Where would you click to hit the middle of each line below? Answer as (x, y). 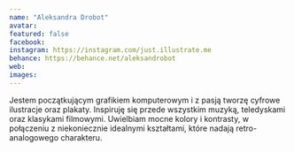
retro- (247, 128)
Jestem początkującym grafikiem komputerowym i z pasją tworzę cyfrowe (145, 100)
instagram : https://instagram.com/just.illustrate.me (111, 50)
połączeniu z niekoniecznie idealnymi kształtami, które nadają (122, 128)
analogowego (34, 137)
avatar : (23, 26)
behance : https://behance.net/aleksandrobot (93, 58)
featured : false (39, 34)
